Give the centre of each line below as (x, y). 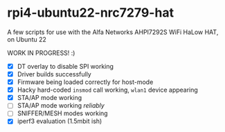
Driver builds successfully (54, 74)
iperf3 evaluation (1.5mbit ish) (60, 121)
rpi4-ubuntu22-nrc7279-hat (91, 13)
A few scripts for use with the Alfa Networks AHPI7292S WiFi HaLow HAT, (113, 32)
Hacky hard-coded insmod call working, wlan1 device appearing (108, 90)
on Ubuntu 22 (27, 39)
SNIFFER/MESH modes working (63, 113)
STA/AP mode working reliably (61, 106)
